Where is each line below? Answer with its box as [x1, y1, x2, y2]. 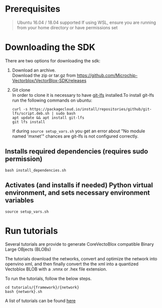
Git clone [12, 87, 31, 93]
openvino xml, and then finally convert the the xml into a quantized [5, 261, 139, 267]
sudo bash [55, 111, 76, 116]
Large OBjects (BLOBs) [5, 247, 51, 253]
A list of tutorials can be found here [5, 298, 76, 304]
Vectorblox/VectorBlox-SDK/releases [12, 77, 87, 83]
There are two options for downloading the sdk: [5, 57, 101, 64]
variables [5, 196, 34, 205]
